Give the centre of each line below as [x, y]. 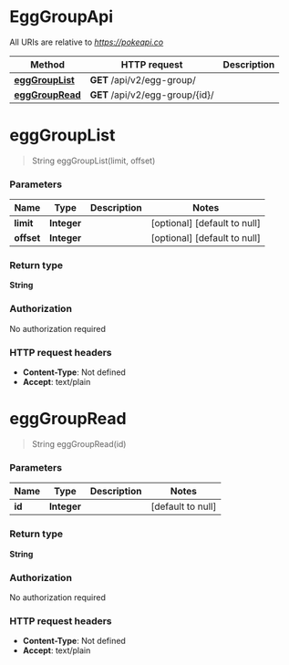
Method [48, 64]
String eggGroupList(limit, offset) [93, 161]
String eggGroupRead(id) [79, 444]
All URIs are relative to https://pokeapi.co [87, 42]
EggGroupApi [62, 17]
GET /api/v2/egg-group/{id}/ [152, 95]
